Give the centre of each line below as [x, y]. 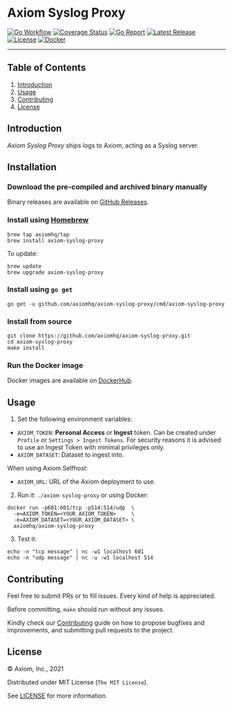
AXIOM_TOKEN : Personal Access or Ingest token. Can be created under [116, 433]
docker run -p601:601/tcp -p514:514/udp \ [71, 508]
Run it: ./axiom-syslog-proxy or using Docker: [83, 495]
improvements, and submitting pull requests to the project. [91, 630]
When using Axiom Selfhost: [48, 468]
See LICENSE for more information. [57, 696]
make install [26, 348]
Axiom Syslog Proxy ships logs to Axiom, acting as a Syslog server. [103, 145]
